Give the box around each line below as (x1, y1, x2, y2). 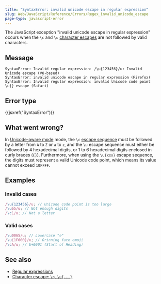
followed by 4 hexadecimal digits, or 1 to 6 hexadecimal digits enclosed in (5, 146, 152, 153)
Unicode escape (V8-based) (5, 71, 60, 76)
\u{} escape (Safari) (5, 83, 49, 89)
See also (5, 255, 32, 264)
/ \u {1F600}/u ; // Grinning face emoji (5, 238, 83, 243)
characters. (5, 40, 28, 46)
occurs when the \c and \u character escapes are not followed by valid (5, 34, 147, 40)
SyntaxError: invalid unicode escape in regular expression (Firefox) (5, 75, 151, 80)
